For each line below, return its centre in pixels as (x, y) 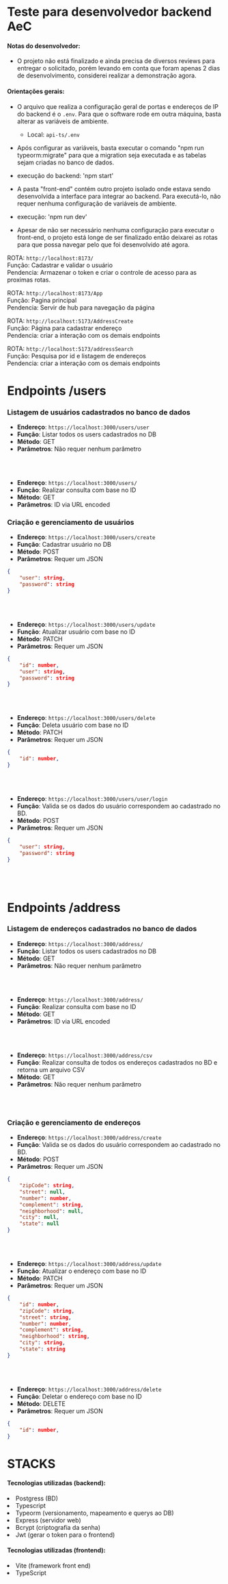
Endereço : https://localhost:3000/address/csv (85, 1055)
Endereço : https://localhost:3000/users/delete (86, 718)
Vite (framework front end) (53, 1566)
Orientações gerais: (36, 91)
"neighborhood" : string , (55, 1337)
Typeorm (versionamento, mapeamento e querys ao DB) (95, 1513)
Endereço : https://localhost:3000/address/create (89, 1137)
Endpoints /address (64, 907)
